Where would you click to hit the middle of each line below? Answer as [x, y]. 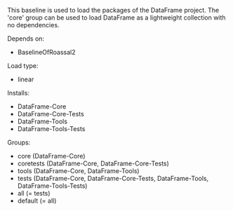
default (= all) [37, 200]
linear [26, 79]
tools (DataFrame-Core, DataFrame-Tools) [78, 171]
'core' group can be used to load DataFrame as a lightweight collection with [116, 18]
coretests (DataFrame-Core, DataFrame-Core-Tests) [93, 163]
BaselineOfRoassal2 [46, 52]
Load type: [23, 66]
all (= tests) [34, 193]
